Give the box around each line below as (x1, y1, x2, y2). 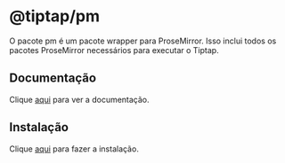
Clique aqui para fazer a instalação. (9, 144, 140, 154)
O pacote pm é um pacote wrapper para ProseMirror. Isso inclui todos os (9, 35, 277, 46)
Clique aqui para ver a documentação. (9, 94, 150, 105)
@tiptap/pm (9, 6, 101, 27)
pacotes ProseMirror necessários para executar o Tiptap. (9, 44, 220, 55)
